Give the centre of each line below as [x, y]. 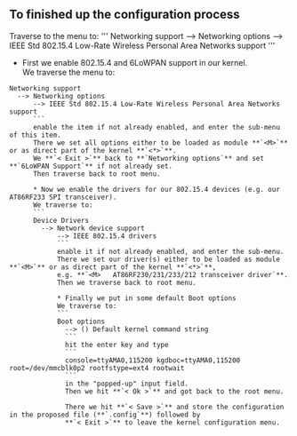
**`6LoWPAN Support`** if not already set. [91, 166]
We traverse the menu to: [68, 72]
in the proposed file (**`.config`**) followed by [105, 415]
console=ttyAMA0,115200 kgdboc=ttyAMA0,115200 [153, 360]
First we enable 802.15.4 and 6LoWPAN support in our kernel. [135, 62]
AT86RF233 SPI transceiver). [63, 197]
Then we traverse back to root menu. [127, 282]
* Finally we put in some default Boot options [147, 298]
